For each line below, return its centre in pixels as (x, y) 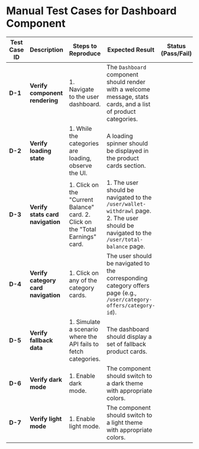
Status (176, 46)
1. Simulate (85, 322)
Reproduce (85, 53)
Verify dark (46, 379)
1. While (81, 129)
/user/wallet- (126, 204)
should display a (129, 336)
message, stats (128, 97)
